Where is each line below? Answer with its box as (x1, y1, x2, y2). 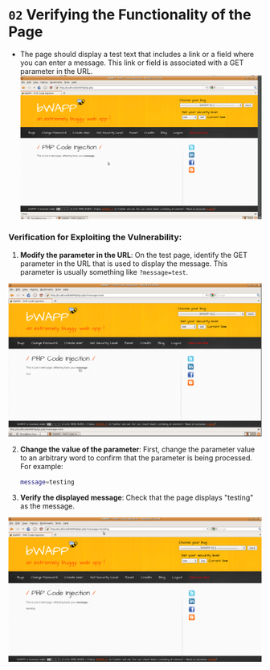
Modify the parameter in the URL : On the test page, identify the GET (19, 250, 247, 259)
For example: (19, 462, 63, 472)
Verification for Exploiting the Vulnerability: (8, 231, 182, 243)
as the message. (19, 501, 75, 511)
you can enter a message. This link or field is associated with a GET (19, 58, 244, 67)
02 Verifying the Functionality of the (8, 6, 252, 24)
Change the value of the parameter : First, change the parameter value (19, 444, 256, 455)
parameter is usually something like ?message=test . (19, 267, 189, 276)
